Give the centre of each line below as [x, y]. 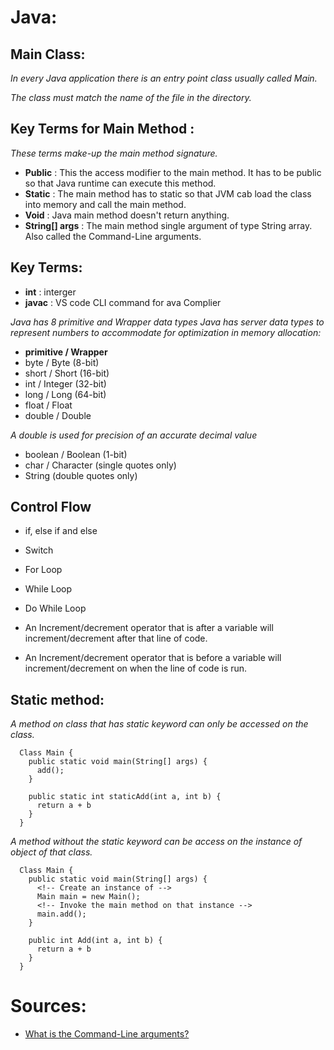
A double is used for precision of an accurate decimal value [134, 435]
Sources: [48, 1006]
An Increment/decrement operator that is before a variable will [153, 658]
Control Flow [51, 507]
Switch [39, 550]
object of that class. [51, 852]
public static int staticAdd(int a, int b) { [125, 797]
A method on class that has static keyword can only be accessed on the [159, 724]
